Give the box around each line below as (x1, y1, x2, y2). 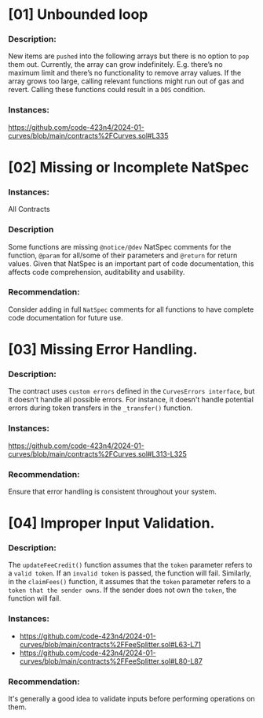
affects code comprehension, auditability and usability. (8, 267, 185, 276)
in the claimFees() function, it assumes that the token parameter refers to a (8, 577, 251, 587)
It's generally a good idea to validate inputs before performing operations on (8, 694, 255, 704)
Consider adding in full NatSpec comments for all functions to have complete (8, 305, 254, 314)
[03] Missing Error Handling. (8, 341, 198, 359)
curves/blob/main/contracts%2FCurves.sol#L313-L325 (8, 449, 187, 458)
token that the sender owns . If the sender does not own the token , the (8, 585, 237, 595)
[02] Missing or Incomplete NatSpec (8, 158, 250, 176)
